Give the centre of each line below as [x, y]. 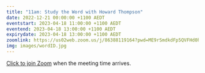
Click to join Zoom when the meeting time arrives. [69, 63]
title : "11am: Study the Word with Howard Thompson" [75, 12]
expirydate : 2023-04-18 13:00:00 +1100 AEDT [64, 35]
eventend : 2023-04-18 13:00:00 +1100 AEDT [61, 29]
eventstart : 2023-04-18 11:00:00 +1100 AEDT [64, 23]
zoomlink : [19, 40]
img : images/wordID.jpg [37, 46]
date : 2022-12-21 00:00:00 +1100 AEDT [56, 18]
